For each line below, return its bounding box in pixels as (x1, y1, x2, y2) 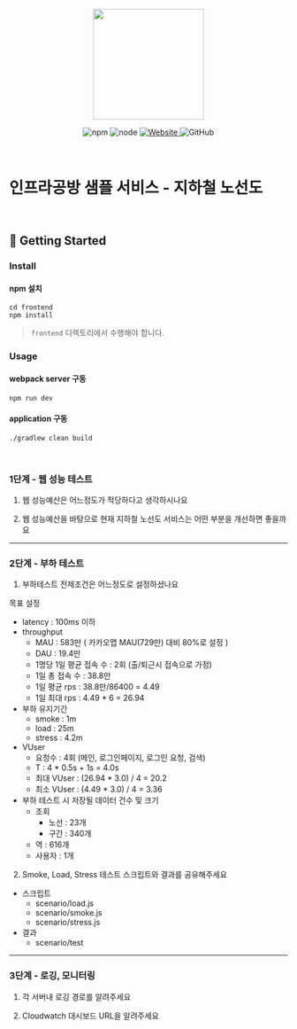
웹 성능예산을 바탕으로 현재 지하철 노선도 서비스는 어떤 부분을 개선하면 (21, 514, 263, 525)
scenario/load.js (34, 898, 95, 908)
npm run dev (9, 394, 53, 402)
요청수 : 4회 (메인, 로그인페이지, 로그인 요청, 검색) (34, 752, 206, 763)
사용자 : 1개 (34, 851, 74, 861)
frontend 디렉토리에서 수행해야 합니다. (30, 328, 165, 339)
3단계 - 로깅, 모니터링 (9, 970, 95, 982)
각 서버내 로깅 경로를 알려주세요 (21, 991, 131, 1002)
